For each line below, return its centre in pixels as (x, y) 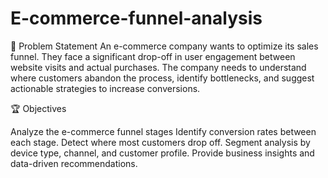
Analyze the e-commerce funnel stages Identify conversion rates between (163, 131)
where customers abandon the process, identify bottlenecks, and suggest (162, 78)
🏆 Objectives (38, 108)
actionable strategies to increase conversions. (105, 88)
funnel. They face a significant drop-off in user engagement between (153, 56)
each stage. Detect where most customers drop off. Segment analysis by (160, 142)
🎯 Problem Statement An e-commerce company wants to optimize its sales (164, 46)
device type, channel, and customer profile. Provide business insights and (162, 153)
